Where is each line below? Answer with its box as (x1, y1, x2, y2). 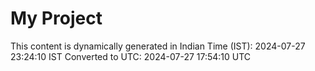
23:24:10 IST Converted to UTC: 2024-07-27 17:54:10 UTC (10, 50, 252, 62)
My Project (10, 7, 103, 30)
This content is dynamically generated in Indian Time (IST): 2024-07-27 (10, 40, 306, 52)
